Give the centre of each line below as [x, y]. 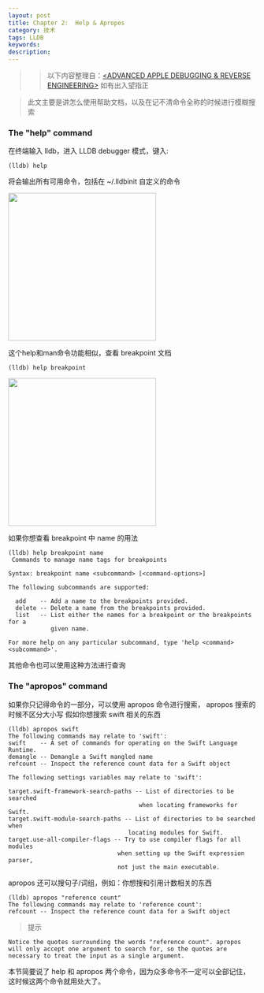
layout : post [30, 15]
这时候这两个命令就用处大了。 [56, 981]
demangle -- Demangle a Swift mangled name [81, 757]
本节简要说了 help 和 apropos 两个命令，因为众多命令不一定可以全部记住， [129, 971]
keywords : [24, 45]
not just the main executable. [169, 867]
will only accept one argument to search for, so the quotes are [117, 949]
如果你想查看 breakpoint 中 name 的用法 [73, 538]
